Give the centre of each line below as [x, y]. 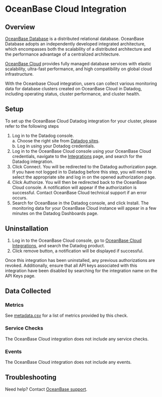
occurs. [20, 198]
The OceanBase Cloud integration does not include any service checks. [77, 339]
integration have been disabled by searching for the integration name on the [81, 270]
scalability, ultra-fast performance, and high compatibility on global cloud [79, 69]
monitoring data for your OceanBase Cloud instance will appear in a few [84, 208]
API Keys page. [20, 276]
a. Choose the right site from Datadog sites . [56, 140]
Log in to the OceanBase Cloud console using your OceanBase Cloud [82, 151]
